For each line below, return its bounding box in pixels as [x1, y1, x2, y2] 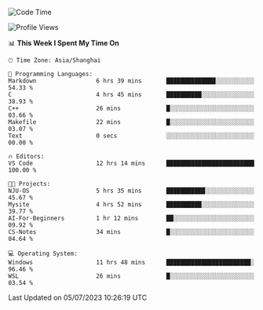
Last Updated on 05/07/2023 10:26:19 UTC [8, 293, 148, 302]
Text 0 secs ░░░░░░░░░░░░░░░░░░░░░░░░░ [8, 132, 255, 140]
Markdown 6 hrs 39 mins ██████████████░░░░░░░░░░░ [8, 77, 255, 85]
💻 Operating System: [8, 250, 79, 257]
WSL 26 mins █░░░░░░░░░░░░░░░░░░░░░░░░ [8, 272, 255, 280]
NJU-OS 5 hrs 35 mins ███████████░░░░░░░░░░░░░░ [8, 187, 255, 195]
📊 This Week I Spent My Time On [8, 38, 119, 47]
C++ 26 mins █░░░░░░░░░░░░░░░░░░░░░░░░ [8, 104, 255, 112]
